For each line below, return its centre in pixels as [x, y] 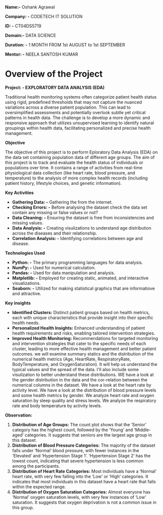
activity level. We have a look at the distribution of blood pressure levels [84, 390]
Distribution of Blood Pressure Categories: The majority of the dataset [84, 445]
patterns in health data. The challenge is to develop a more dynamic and [78, 118]
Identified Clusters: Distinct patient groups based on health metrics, [81, 312]
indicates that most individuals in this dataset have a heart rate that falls [84, 481]
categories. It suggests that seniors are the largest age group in [88, 435]
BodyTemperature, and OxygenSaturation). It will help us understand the [85, 364]
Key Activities [19, 193]
